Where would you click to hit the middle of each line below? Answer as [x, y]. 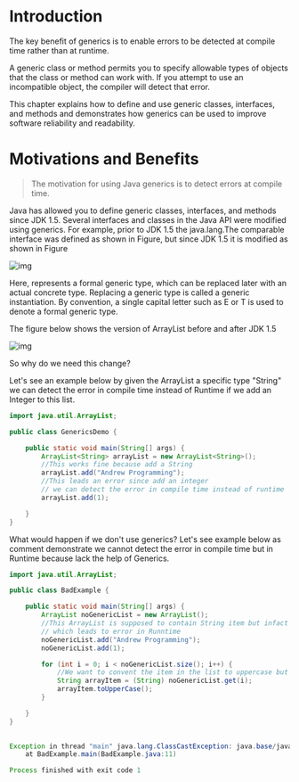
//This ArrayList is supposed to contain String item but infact [165, 623]
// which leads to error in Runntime [111, 631]
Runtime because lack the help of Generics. [89, 558]
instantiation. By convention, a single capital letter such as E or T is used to [146, 301]
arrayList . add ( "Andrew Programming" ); [113, 473]
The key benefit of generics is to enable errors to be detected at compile [142, 41]
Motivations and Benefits [104, 159]
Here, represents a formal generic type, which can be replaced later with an [148, 283]
